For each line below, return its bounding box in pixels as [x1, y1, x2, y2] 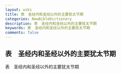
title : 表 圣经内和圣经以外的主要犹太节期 [5, 12, 84, 17]
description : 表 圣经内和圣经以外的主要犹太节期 [5, 21, 97, 26]
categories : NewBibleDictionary [5, 16, 72, 21]
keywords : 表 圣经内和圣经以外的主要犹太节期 [5, 26, 90, 31]
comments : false [5, 30, 39, 35]
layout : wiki [5, 7, 32, 12]
